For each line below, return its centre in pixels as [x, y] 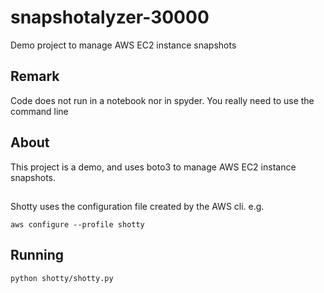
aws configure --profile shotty [77, 224]
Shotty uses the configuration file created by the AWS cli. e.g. [137, 206]
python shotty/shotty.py [62, 278]
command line [39, 111]
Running [37, 255]
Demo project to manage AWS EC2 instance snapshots [123, 45]
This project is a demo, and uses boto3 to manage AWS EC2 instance [153, 167]
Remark [35, 76]
